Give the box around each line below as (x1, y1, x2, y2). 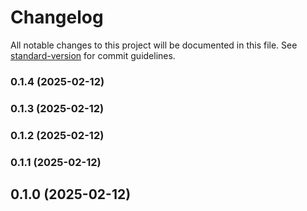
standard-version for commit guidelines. (10, 49, 176, 61)
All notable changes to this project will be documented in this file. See (10, 39, 298, 51)
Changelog (10, 6, 104, 29)
